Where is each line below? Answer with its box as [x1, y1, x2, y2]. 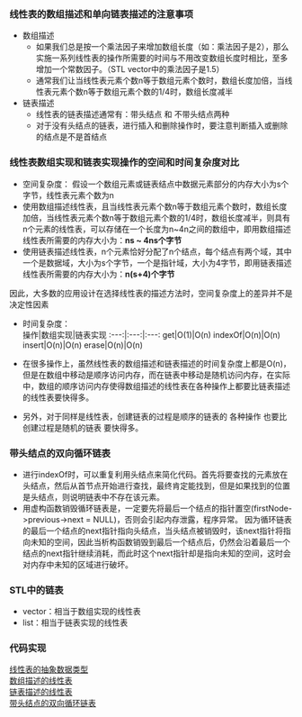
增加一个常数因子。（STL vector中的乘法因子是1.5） [35, 64, 225, 75]
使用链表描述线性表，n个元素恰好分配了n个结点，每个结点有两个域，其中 [22, 246, 292, 257]
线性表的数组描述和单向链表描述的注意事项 [9, 7, 194, 20]
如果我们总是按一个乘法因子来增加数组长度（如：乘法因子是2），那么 [35, 41, 289, 52]
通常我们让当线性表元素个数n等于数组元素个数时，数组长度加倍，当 [35, 75, 285, 86]
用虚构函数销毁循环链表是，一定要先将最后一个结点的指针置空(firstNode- [22, 503, 292, 513]
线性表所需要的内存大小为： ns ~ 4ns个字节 [22, 234, 182, 245]
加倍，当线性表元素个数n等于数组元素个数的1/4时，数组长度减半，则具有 [22, 212, 290, 222]
